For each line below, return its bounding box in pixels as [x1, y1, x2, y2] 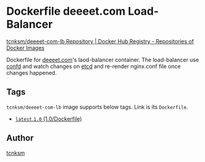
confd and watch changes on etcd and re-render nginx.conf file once [6, 63, 181, 70]
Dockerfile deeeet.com [6, 4, 126, 18]
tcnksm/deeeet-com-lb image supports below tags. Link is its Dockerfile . [6, 103, 188, 110]
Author [6, 133, 34, 144]
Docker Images [6, 44, 45, 52]
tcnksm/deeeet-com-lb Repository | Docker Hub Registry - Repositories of [6, 37, 194, 45]
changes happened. [6, 69, 57, 76]
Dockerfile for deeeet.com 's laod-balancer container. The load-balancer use [6, 56, 199, 63]
